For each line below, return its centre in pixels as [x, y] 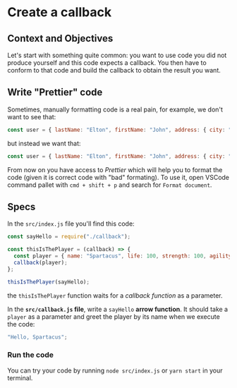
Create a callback [59, 12]
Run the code [31, 355]
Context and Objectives [60, 38]
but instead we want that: [44, 143]
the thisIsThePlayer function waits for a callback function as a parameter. [115, 295]
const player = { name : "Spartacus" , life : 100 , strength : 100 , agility [123, 256]
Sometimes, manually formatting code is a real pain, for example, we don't [115, 109]
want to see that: [32, 116]
